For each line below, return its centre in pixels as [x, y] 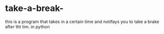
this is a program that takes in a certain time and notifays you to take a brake [82, 22]
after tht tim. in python [27, 26]
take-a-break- [34, 8]
